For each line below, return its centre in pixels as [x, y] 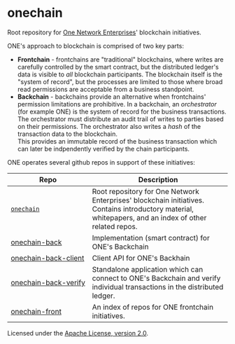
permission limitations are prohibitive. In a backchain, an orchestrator [117, 104]
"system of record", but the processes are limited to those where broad [120, 81]
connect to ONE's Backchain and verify [156, 278]
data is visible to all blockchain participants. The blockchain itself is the [120, 74]
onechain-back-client [48, 258]
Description [158, 179]
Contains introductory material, [143, 209]
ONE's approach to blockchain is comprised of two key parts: [95, 46]
